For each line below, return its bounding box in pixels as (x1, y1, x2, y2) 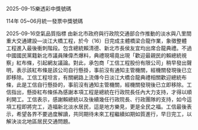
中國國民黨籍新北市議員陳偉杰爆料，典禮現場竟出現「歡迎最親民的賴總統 (6, 52, 181, 59)
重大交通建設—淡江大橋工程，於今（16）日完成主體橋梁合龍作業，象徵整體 (6, 37, 187, 44)
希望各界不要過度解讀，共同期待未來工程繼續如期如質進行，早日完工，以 (16, 111, 192, 117)
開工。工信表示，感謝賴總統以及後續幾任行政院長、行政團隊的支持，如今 (11, 96, 187, 102)
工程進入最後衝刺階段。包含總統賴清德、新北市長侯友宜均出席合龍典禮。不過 (6, 45, 192, 52)
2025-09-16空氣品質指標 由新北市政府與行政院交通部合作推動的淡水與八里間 (6, 30, 192, 37)
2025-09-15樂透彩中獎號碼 (6, 5, 72, 12)
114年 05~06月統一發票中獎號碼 (6, 18, 84, 25)
